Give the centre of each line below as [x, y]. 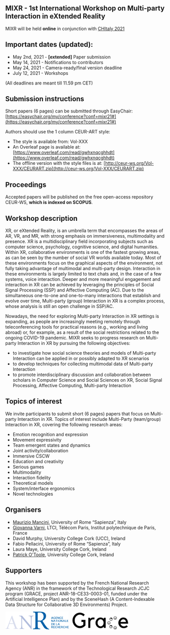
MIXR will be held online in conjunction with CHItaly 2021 [65, 28]
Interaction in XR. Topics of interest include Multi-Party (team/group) [89, 419]
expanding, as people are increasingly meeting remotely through [73, 322]
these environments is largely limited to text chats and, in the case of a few [83, 274]
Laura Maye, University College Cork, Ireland [59, 549]
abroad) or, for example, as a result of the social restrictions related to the [82, 332]
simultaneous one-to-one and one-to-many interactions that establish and [83, 296]
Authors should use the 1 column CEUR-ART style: [58, 132]
